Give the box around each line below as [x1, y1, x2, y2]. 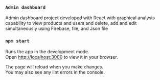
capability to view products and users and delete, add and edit [5, 20, 137, 26]
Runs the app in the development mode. [5, 48, 89, 55]
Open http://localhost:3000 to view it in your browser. [5, 54, 119, 60]
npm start [5, 38, 30, 44]
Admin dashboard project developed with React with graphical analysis [5, 15, 155, 21]
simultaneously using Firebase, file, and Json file [5, 25, 108, 32]
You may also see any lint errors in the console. [5, 69, 105, 75]
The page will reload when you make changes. [5, 63, 104, 70]
